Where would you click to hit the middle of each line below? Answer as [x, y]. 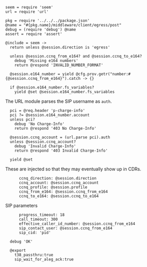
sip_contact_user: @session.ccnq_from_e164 [66, 228]
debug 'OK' [21, 242]
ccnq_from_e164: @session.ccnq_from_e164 [63, 192]
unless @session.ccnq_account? [43, 142]
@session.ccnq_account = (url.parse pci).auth [60, 137]
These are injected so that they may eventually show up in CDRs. [73, 169]
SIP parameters [22, 205]
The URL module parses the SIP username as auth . [58, 101]
